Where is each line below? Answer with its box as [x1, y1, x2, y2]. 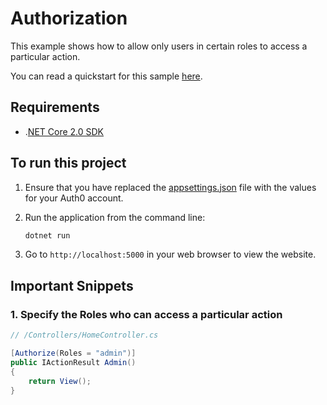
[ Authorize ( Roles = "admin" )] [10, 348, 137, 358]
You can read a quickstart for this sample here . [10, 70, 203, 82]
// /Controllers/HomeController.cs [10, 330, 159, 341]
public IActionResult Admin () [10, 357, 137, 367]
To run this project [10, 155, 127, 172]
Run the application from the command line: [24, 211, 206, 223]
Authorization [10, 7, 128, 30]
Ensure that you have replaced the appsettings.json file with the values [24, 181, 317, 193]
